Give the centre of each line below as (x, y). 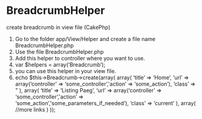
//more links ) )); (35, 109)
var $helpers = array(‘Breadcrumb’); (60, 65)
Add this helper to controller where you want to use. (80, 58)
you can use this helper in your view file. (66, 71)
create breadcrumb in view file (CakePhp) (59, 27)
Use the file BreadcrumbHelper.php (59, 51)
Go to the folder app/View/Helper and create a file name (85, 39)
